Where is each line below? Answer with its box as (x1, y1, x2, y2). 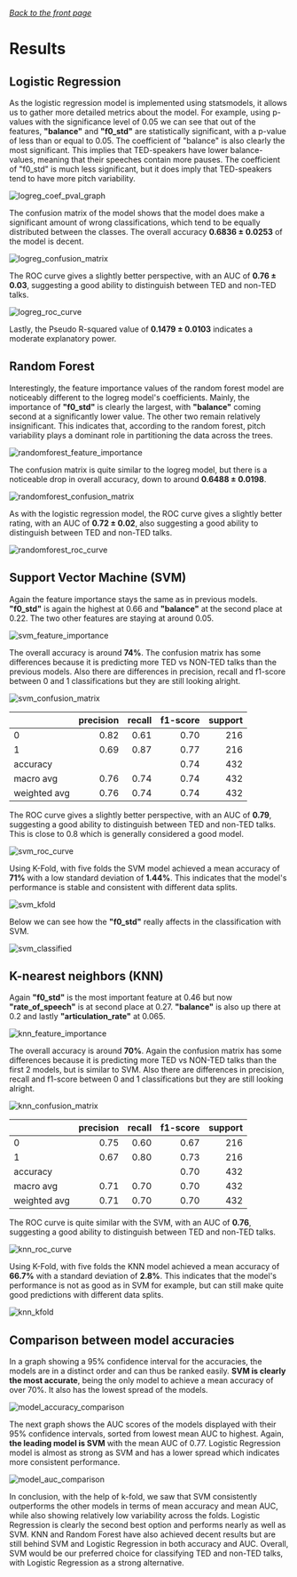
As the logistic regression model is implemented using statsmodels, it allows (9, 98, 288, 108)
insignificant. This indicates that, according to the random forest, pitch (9, 420, 266, 430)
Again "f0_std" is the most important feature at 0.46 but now (9, 992, 233, 1003)
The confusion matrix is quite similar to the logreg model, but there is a (9, 464, 268, 475)
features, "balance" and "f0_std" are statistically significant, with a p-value (9, 126, 286, 136)
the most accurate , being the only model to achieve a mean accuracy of (9, 1375, 274, 1386)
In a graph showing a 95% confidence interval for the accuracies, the (9, 1356, 262, 1367)
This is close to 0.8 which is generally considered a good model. (9, 828, 245, 839)
